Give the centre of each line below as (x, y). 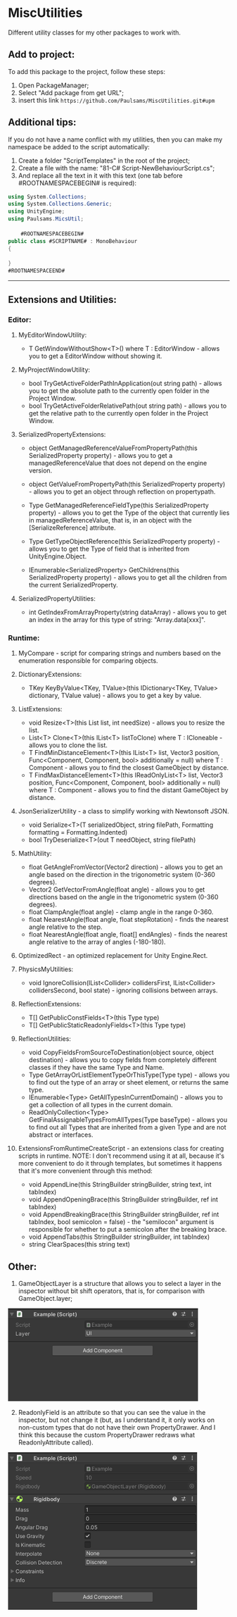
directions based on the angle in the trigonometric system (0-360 (123, 897)
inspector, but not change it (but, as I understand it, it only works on (116, 1420)
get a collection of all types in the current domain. (101, 1105)
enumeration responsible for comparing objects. (88, 661)
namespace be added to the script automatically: (79, 146)
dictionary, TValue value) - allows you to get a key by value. (115, 696)
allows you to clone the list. (68, 745)
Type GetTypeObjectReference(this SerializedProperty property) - (124, 541)
